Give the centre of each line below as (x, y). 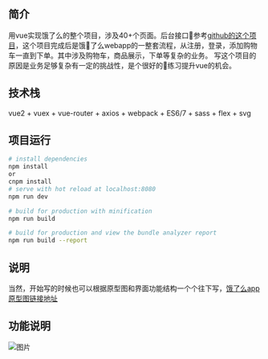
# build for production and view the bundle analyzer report (113, 233)
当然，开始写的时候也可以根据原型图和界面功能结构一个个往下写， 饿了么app (134, 288)
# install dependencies (48, 159)
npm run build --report (48, 241)
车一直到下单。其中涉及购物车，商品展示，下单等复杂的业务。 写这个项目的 (132, 55)
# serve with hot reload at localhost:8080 (82, 189)
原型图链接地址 (33, 298)
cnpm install (30, 182)
